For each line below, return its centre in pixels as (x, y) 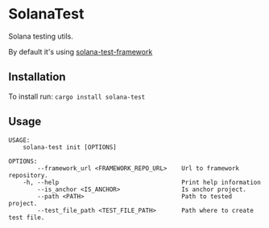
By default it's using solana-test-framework (81, 51)
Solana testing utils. (41, 36)
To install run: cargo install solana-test (77, 96)
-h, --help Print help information (142, 182)
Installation (37, 77)
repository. (28, 175)
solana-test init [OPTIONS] (70, 147)
